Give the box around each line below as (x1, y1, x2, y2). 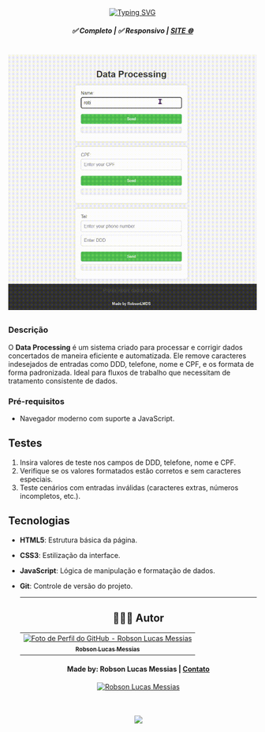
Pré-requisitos (8, 395, 65, 406)
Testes (8, 436, 43, 450)
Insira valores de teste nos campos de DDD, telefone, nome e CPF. (19, 458, 237, 467)
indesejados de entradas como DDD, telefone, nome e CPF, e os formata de (8, 359, 255, 368)
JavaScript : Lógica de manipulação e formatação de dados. (19, 565, 215, 575)
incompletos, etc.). (19, 491, 81, 500)
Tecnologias (8, 514, 70, 528)
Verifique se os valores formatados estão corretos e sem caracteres (19, 466, 241, 475)
